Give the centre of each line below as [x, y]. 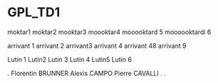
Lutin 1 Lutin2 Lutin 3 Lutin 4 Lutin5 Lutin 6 [69, 59]
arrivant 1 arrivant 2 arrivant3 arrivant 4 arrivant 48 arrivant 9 [97, 45]
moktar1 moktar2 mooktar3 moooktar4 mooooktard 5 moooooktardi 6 [109, 32]
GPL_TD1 [34, 12]
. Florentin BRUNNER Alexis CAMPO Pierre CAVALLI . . [87, 73]
